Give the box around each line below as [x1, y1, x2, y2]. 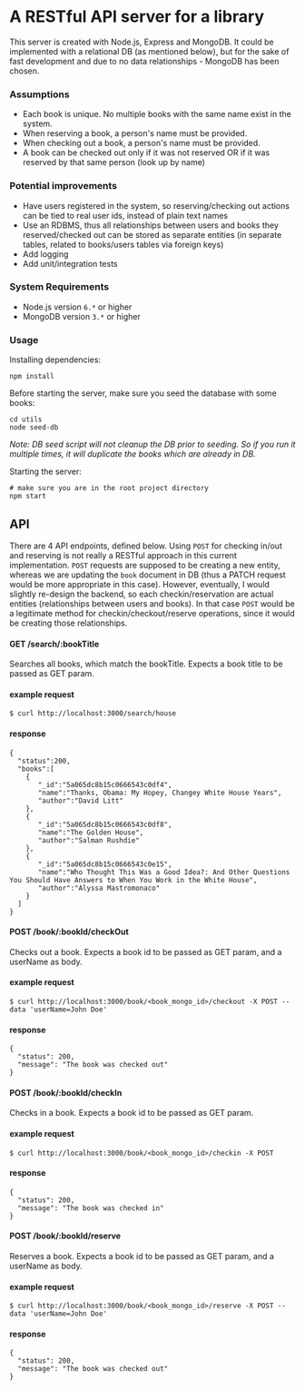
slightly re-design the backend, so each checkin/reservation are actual [9, 588, 274, 599]
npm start [9, 492, 47, 501]
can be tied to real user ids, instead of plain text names [22, 210, 229, 221]
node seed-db [9, 423, 59, 432]
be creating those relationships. [9, 617, 128, 628]
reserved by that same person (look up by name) [22, 157, 206, 168]
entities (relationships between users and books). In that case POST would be [9, 597, 295, 609]
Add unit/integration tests [22, 258, 118, 269]
